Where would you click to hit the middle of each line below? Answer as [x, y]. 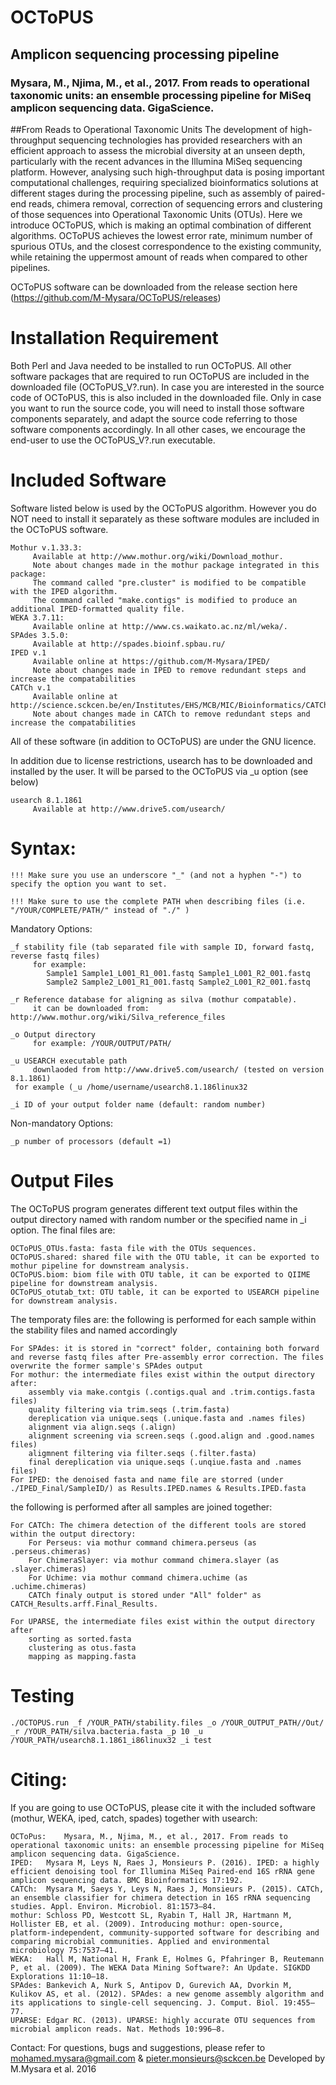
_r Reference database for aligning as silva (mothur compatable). [154, 999]
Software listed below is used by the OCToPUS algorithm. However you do [163, 508]
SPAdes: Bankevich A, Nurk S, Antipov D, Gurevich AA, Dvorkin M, [151, 1985]
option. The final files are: [63, 1230]
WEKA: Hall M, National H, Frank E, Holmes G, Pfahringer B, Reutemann [167, 1959]
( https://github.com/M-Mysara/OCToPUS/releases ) [116, 297]
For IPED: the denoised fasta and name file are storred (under [147, 1479]
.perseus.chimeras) [51, 1551]
